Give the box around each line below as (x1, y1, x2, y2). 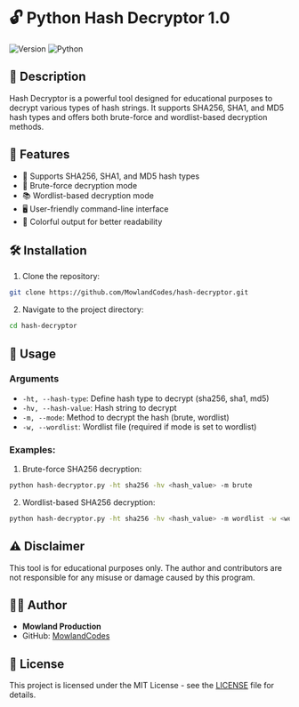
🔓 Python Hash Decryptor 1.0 (9, 8, 230, 28)
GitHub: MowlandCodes (21, 631, 110, 641)
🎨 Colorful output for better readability (21, 216, 163, 227)
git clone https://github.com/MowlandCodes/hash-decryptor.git (9, 288, 249, 297)
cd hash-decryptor (9, 322, 77, 331)
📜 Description (9, 69, 86, 84)
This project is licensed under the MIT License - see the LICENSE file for (9, 680, 274, 691)
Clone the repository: (21, 271, 101, 282)
